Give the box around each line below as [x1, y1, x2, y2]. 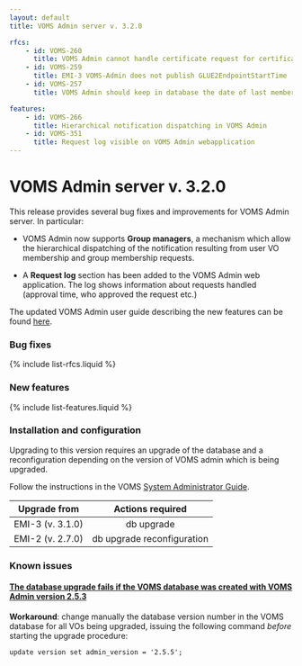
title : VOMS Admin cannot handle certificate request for [32, 55, 255, 64]
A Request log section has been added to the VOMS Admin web [22, 269, 261, 280]
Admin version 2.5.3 [9, 591, 87, 602]
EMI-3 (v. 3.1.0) [13, 517, 84, 530]
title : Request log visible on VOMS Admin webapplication [32, 138, 255, 147]
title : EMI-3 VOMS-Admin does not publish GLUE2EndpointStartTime [32, 71, 288, 81]
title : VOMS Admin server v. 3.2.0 [9, 22, 143, 31]
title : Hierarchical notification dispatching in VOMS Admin [32, 121, 268, 130]
